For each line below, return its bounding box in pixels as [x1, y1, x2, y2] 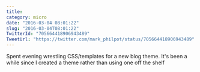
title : [6, 8, 23, 15]
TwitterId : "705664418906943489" [6, 31, 90, 37]
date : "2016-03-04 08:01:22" [6, 20, 79, 26]
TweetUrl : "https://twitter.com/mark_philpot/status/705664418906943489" [6, 36, 195, 42]
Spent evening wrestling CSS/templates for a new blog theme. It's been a [6, 53, 187, 60]
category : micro [6, 14, 47, 20]
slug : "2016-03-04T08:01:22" [6, 25, 79, 32]
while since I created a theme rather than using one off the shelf [6, 59, 165, 66]
